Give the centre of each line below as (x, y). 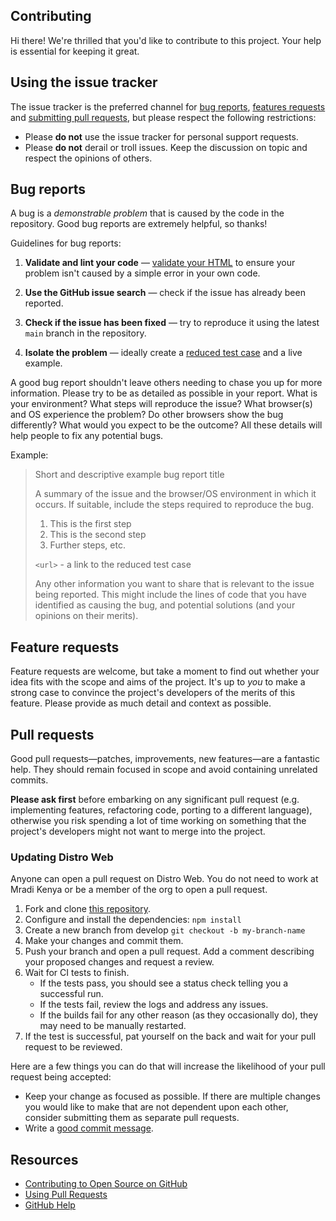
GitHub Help (50, 1205)
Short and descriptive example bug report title (129, 475)
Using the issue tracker (84, 82)
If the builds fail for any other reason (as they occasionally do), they (179, 1015)
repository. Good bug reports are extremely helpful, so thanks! (139, 224)
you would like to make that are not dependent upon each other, (156, 1107)
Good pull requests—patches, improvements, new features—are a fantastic (165, 759)
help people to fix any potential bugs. (87, 436)
